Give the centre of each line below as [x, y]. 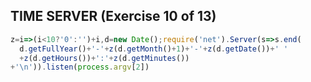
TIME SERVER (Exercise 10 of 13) [113, 16]
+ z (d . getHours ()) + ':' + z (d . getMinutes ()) [104, 58]
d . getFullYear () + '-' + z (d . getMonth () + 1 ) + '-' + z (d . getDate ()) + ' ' [154, 49]
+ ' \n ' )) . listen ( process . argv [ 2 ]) [80, 67]
